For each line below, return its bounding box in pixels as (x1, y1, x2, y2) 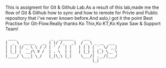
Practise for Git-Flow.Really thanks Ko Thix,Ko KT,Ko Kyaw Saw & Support (5, 20, 161, 26)
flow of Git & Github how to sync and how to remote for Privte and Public (5, 10, 158, 16)
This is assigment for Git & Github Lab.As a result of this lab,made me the (5, 5, 159, 10)
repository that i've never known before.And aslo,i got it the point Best (5, 15, 153, 21)
